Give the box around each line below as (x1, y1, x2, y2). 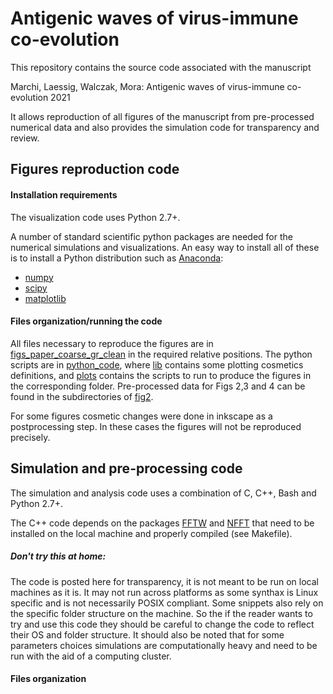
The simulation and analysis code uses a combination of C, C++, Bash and (10, 487, 317, 499)
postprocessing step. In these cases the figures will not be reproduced (10, 420, 302, 432)
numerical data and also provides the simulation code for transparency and (10, 121, 320, 133)
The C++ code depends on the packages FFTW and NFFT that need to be (10, 517, 315, 529)
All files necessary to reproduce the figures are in (10, 337, 214, 349)
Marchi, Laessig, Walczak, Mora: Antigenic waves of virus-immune (10, 80, 285, 92)
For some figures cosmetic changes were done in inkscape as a (10, 410, 273, 422)
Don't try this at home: (10, 550, 107, 562)
